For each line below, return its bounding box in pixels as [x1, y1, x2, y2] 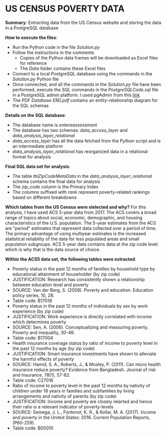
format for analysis [12, 153, 51, 160]
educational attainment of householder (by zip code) [12, 271, 120, 277]
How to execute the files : [5, 34, 58, 40]
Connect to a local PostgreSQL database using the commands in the [12, 70, 153, 76]
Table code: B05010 [12, 425, 54, 431]
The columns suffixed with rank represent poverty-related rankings [12, 189, 150, 195]
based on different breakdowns [12, 194, 77, 200]
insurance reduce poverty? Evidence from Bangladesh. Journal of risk [12, 367, 156, 373]
